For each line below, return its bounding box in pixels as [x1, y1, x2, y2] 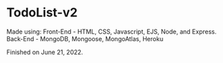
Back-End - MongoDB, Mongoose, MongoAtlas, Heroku [6, 34, 164, 42]
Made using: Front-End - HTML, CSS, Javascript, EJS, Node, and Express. [6, 27, 217, 36]
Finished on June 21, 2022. [6, 48, 83, 56]
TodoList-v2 [6, 5, 78, 21]
